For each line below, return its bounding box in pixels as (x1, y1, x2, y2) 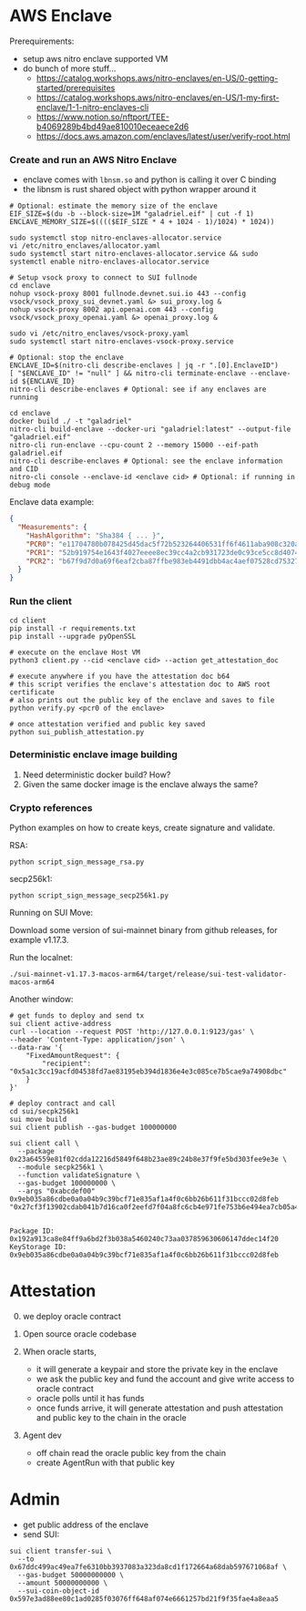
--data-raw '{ (9, 1043, 64, 1052)
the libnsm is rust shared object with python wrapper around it (22, 184, 257, 195)
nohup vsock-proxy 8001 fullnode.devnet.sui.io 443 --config (9, 289, 247, 299)
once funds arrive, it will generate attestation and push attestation (36, 1402, 284, 1413)
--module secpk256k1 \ (17, 1163, 104, 1172)
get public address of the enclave (22, 1519, 148, 1530)
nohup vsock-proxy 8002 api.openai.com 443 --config (9, 305, 214, 314)
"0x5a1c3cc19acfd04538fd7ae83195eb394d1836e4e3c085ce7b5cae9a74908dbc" (9, 1067, 287, 1076)
